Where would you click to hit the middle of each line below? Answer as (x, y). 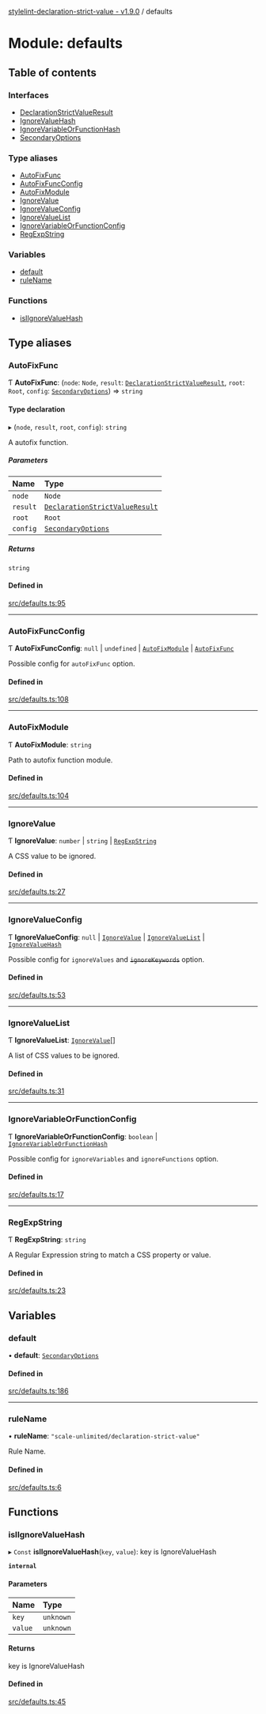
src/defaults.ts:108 (38, 699)
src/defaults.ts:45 (37, 1701)
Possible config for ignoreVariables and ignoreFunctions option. (114, 1158)
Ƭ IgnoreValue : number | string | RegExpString (82, 841)
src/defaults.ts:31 (36, 1091)
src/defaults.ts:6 (35, 1487)
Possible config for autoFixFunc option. (72, 663)
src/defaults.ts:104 (39, 796)
